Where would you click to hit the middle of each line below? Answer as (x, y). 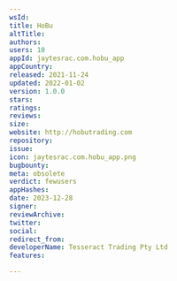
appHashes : (29, 190)
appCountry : (31, 67)
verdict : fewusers (43, 182)
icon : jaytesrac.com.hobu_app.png (73, 157)
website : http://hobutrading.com (71, 133)
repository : (31, 140)
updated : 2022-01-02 (47, 83)
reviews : (25, 116)
